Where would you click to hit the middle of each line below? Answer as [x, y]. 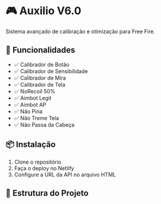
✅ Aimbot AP [30, 105]
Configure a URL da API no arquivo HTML [65, 174]
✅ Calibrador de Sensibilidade [51, 71]
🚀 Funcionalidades [40, 50]
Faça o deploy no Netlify [44, 168]
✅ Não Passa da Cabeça [44, 124]
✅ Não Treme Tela [37, 118]
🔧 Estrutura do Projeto [47, 193]
